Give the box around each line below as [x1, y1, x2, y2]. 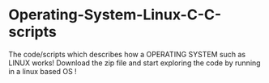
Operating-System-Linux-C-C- [8, 6, 222, 24]
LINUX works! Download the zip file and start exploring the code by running [8, 58, 261, 68]
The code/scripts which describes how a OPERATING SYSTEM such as [8, 49, 246, 59]
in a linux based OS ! [8, 66, 77, 76]
